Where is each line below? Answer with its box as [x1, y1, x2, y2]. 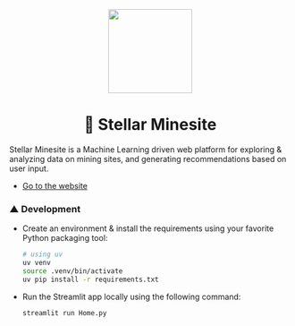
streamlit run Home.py [21, 308, 107, 317]
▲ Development [9, 202, 81, 215]
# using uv [21, 250, 63, 259]
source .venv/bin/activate [21, 266, 123, 276]
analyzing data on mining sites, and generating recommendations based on [9, 153, 287, 164]
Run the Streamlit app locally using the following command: [21, 291, 241, 302]
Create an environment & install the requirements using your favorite [21, 223, 274, 234]
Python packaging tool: [21, 233, 108, 244]
